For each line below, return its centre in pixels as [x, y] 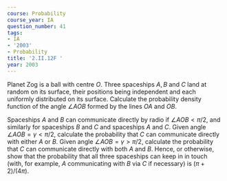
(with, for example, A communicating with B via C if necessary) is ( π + [106, 163]
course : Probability [37, 13]
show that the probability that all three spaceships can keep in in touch [107, 156]
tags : [15, 33]
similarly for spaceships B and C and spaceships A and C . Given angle [107, 127]
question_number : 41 [37, 26]
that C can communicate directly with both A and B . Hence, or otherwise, [111, 149]
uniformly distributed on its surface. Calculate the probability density [104, 99]
